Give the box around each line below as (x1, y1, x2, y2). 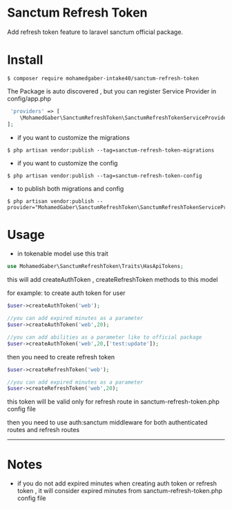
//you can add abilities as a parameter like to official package (7, 334, 202, 341)
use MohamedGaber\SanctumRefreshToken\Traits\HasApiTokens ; (7, 263, 184, 270)
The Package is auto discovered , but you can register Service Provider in (7, 87, 217, 95)
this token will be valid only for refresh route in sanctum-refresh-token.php (7, 398, 220, 406)
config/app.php (7, 94, 52, 102)
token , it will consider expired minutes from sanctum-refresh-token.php (17, 487, 223, 495)
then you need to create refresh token (7, 352, 115, 361)
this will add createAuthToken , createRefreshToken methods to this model (7, 276, 218, 284)
